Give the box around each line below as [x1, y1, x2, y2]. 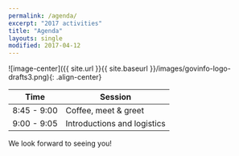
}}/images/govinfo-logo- [150, 64, 231, 73]
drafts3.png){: [8, 72, 55, 82]
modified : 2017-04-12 [8, 42, 81, 50]
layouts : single [8, 34, 63, 43]
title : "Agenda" [8, 27, 63, 35]
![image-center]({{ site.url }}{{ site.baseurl [8, 64, 149, 73]
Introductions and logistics [65, 118, 167, 129]
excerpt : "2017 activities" [8, 19, 103, 27]
